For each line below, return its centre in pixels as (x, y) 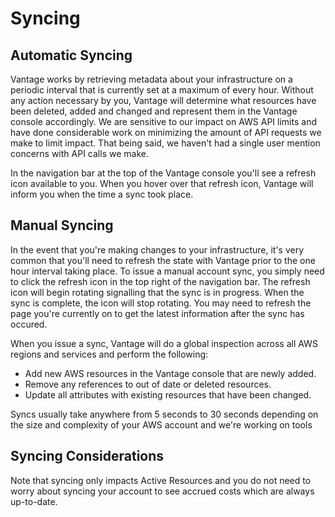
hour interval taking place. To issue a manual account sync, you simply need (167, 271)
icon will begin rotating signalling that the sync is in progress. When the (157, 292)
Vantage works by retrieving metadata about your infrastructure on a (151, 79)
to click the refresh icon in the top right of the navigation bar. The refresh (160, 281)
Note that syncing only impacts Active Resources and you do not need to (161, 480)
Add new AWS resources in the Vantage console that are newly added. (170, 373)
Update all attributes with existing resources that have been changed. (168, 394)
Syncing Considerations (87, 456)
